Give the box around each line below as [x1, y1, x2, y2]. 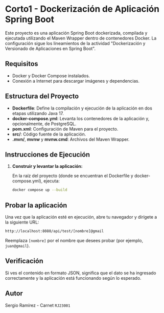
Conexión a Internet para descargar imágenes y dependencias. [12, 78, 140, 84]
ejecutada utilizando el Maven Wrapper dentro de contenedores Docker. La [5, 35, 157, 41]
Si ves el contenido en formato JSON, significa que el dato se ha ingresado [5, 270, 157, 276]
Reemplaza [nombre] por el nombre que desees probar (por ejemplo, [5, 237, 143, 243]
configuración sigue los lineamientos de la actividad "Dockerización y [5, 40, 146, 46]
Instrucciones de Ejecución [5, 150, 90, 158]
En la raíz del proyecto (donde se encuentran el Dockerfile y [12, 173, 134, 179]
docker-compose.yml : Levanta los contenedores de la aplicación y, [12, 115, 150, 121]
